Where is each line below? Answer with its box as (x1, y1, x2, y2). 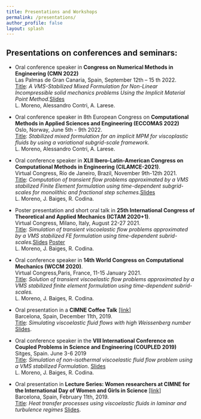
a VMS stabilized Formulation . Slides (14, 363, 106, 370)
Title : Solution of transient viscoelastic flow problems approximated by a (14, 276, 194, 283)
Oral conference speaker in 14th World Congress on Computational (14, 257, 184, 264)
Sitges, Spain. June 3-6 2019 (14, 350, 87, 357)
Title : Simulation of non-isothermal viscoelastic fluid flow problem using (14, 356, 193, 363)
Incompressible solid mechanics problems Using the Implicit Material (14, 89, 185, 97)
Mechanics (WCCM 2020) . (14, 263, 83, 270)
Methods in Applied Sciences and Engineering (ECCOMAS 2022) (14, 120, 179, 127)
